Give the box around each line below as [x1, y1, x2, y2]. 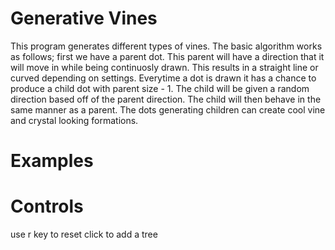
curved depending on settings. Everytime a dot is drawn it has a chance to [10, 72, 317, 84]
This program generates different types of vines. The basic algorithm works [10, 40, 323, 52]
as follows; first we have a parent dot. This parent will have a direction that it [10, 50, 325, 62]
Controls [10, 195, 84, 218]
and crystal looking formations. [10, 114, 139, 126]
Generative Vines [10, 7, 158, 30]
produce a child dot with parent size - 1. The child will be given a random [10, 82, 310, 94]
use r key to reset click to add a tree [10, 228, 158, 241]
